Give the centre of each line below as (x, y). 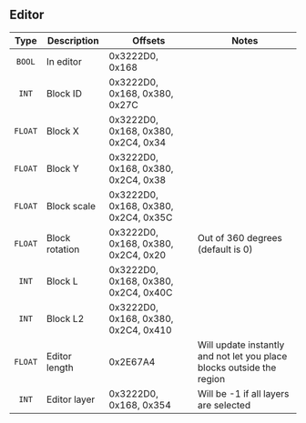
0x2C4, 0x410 (140, 329)
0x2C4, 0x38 (138, 179)
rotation (63, 249)
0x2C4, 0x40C (141, 292)
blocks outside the (237, 368)
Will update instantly (241, 345)
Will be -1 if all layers (243, 393)
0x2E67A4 (132, 361)
